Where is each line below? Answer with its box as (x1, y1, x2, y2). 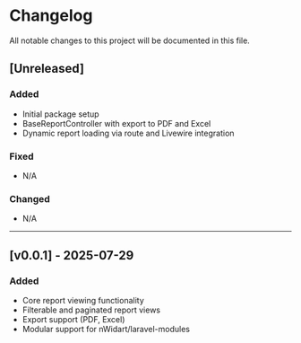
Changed (9, 192, 51, 205)
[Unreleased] (9, 61, 85, 76)
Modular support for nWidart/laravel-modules (21, 323, 191, 334)
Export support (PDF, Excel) (21, 313, 125, 324)
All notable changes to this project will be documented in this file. (9, 35, 251, 46)
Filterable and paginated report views (21, 304, 161, 315)
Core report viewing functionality (21, 295, 145, 305)
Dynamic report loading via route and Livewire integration (21, 128, 235, 138)
